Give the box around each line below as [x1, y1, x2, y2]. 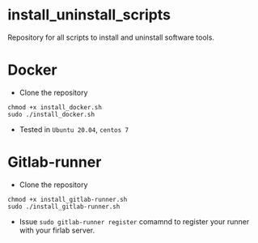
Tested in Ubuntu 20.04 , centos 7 [19, 124, 129, 134]
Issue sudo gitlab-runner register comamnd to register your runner [19, 216, 250, 226]
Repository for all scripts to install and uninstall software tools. [7, 32, 215, 42]
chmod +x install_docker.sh [7, 103, 103, 111]
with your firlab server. [19, 225, 95, 235]
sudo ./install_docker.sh [7, 110, 95, 118]
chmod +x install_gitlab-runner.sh [7, 195, 128, 203]
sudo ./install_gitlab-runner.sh [7, 202, 121, 211]
